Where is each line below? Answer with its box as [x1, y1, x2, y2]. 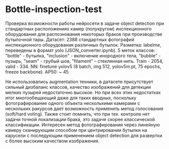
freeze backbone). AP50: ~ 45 [5, 68, 69, 74]
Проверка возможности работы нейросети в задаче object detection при [5, 20, 164, 26]
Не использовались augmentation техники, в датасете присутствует [5, 79, 154, 85]
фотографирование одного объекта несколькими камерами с [5, 100, 140, 106]
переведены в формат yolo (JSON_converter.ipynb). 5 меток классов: [5, 47, 155, 53]
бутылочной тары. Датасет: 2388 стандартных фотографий [5, 36, 134, 43]
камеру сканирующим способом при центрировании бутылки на [5, 127, 148, 133]
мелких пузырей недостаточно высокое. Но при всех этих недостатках [5, 89, 161, 95]
